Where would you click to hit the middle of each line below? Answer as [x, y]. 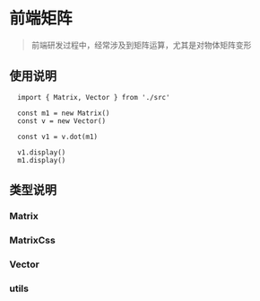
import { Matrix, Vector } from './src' [94, 97]
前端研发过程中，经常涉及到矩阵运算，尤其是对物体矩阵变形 [141, 45]
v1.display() [42, 152]
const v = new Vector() [61, 121]
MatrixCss [32, 240]
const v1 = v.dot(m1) [58, 137]
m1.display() [42, 160]
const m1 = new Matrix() [64, 113]
